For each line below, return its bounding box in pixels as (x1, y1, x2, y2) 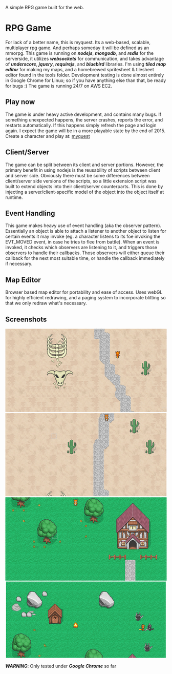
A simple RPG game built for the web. (5, 5, 84, 10)
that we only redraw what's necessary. (5, 300, 87, 307)
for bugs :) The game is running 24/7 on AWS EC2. (5, 83, 113, 89)
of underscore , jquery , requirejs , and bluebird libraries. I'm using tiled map (5, 61, 166, 67)
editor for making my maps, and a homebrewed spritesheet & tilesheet (5, 66, 155, 72)
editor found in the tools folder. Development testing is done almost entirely (5, 72, 164, 78)
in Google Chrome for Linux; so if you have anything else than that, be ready (5, 77, 166, 84)
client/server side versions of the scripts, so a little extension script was (5, 178, 157, 184)
